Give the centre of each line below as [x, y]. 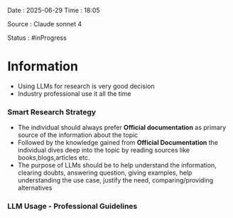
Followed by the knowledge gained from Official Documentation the [118, 143]
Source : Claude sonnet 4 [45, 24]
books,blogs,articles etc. [54, 158]
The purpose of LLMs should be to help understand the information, [117, 165]
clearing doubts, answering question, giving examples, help [105, 173]
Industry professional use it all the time [74, 93]
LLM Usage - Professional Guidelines [72, 207]
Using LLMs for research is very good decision [86, 86]
